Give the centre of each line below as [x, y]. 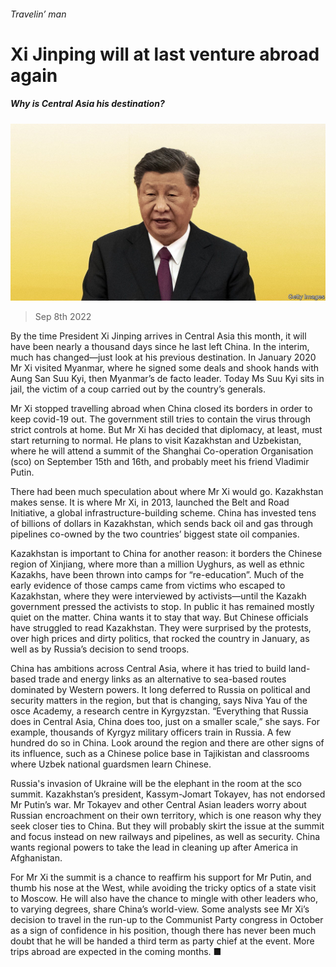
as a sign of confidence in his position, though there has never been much [163, 931]
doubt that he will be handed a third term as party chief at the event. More [162, 941]
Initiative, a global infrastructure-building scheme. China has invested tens [163, 513]
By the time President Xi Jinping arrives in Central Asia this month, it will [158, 336]
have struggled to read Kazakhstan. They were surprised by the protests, [161, 628]
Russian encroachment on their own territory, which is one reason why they [166, 816]
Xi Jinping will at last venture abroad [165, 54]
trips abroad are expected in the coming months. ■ [116, 952]
